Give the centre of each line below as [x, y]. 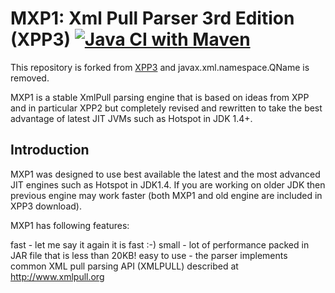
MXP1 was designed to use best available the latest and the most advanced [165, 174]
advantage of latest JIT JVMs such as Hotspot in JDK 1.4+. [131, 118]
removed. [30, 78]
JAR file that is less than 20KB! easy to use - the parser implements [149, 255]
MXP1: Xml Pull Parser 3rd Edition [152, 18]
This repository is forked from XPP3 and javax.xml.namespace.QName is [160, 67]
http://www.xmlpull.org [57, 276]
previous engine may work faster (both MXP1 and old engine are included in [166, 195]
